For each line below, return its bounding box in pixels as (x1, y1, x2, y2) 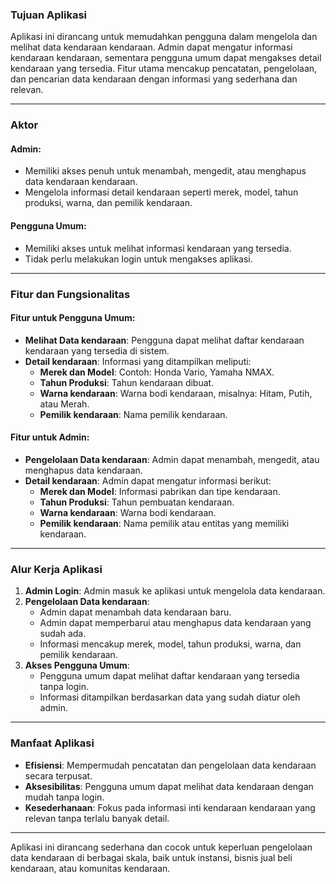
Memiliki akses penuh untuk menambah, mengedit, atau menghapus (24, 165, 307, 177)
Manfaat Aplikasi (10, 736, 95, 750)
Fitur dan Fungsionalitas (10, 287, 131, 301)
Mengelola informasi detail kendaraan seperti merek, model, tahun (24, 186, 299, 198)
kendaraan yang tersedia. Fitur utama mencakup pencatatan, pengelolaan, (10, 63, 318, 75)
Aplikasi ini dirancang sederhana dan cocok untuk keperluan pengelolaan (10, 841, 313, 853)
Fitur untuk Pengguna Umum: (10, 312, 136, 324)
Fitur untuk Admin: (10, 431, 90, 443)
